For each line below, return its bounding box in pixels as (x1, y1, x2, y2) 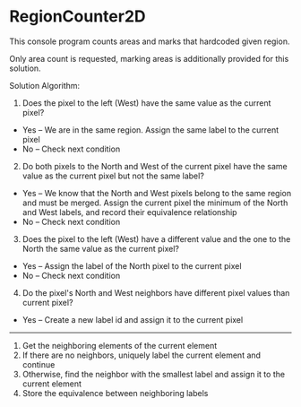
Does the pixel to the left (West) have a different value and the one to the (21, 233, 291, 244)
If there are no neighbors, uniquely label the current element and (21, 350, 262, 360)
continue (21, 359, 56, 369)
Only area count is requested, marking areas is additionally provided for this (9, 53, 289, 64)
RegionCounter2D (9, 6, 146, 27)
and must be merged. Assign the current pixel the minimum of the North (21, 197, 288, 208)
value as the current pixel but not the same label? (21, 170, 204, 181)
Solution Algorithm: (9, 80, 81, 91)
